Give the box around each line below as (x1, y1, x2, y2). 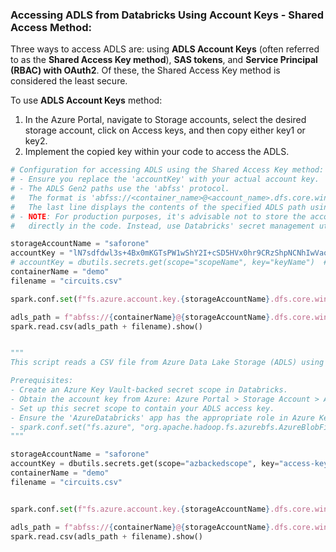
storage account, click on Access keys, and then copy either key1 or (24, 124, 306, 137)
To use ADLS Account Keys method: (10, 94, 163, 107)
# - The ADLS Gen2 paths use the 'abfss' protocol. (10, 184, 230, 194)
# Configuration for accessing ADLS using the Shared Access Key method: (10, 165, 325, 175)
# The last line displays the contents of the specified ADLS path (10, 202, 307, 212)
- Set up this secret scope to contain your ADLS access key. (10, 403, 275, 413)
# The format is (10, 193, 87, 203)
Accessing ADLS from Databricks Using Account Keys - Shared (10, 8, 324, 22)
